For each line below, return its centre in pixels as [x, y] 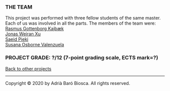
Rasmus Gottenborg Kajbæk [35, 29]
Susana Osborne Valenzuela [35, 45]
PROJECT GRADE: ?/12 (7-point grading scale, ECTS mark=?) [82, 58]
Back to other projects [28, 68]
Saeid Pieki [17, 39]
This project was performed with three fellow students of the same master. [83, 18]
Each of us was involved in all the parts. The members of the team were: [80, 23]
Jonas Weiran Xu [23, 34]
